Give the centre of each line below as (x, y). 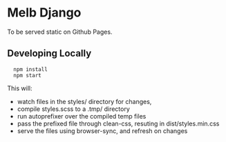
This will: (20, 88)
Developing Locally (49, 53)
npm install (31, 69)
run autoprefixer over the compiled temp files (82, 116)
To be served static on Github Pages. (60, 32)
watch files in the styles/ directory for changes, (84, 101)
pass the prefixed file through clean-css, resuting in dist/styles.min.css (118, 123)
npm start (27, 75)
